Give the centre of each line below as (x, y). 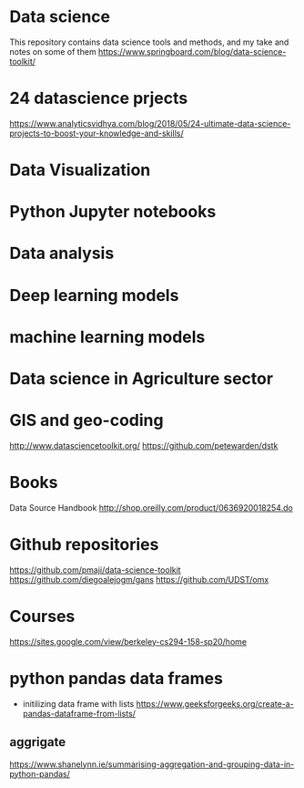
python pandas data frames (116, 678)
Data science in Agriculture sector (142, 378)
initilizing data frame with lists (78, 703)
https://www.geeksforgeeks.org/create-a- (215, 703)
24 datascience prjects (99, 98)
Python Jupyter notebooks (113, 212)
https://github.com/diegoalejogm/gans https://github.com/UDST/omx (139, 579)
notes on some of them (53, 51)
